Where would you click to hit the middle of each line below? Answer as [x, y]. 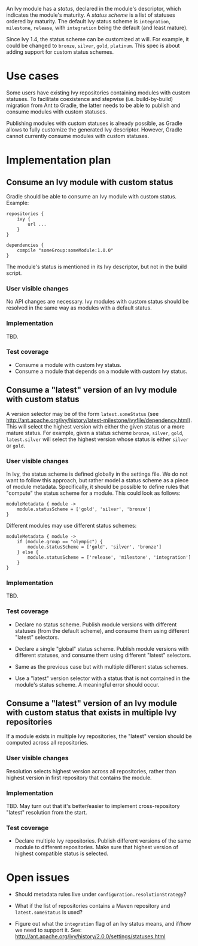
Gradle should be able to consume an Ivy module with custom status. [92, 196]
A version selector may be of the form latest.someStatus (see [83, 414]
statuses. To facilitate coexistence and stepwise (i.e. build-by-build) [90, 99]
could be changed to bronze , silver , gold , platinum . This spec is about [93, 45]
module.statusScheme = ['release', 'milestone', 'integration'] [109, 557]
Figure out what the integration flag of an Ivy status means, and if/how [103, 924]
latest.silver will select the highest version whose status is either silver [98, 439]
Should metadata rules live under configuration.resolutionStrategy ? [100, 894]
